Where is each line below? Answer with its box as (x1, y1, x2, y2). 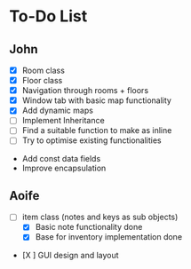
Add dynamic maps (21, 105, 93, 116)
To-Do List (9, 6, 88, 27)
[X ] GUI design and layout (21, 249, 119, 260)
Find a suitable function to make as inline (21, 125, 172, 136)
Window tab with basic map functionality (21, 95, 171, 106)
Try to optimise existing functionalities (21, 135, 162, 146)
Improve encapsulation (21, 162, 107, 173)
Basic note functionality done (35, 222, 143, 233)
